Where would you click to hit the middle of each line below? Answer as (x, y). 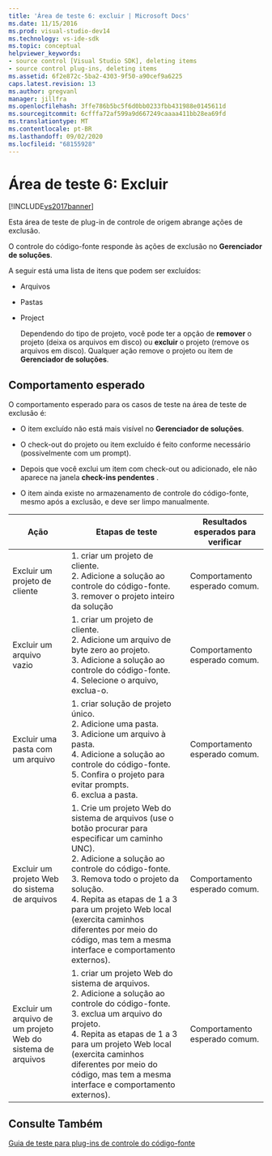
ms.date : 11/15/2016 (43, 24)
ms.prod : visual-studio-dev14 (59, 31)
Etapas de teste (127, 532)
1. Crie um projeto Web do (121, 808)
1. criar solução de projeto (121, 704)
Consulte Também (56, 1124)
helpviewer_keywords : (45, 54)
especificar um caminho (117, 838)
